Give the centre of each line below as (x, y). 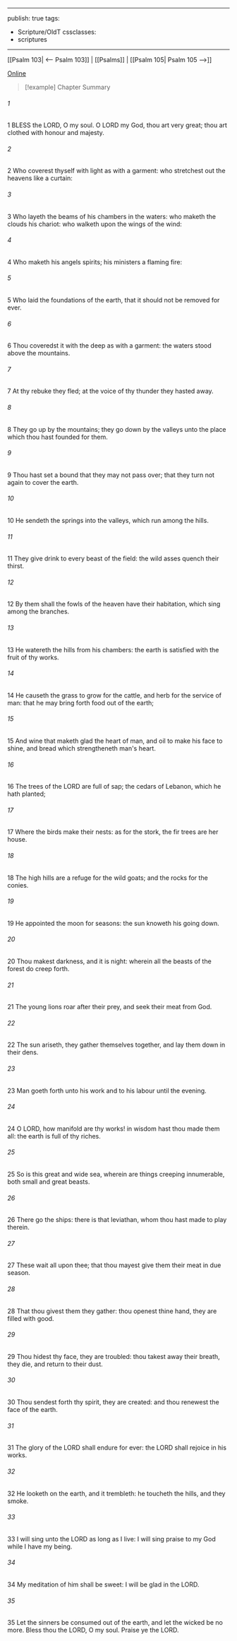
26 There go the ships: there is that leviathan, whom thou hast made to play (117, 1220)
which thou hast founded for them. (57, 437)
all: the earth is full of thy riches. (54, 1136)
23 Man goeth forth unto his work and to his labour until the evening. (107, 1090)
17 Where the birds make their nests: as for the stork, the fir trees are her (113, 832)
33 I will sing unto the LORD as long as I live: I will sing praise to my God (112, 1539)
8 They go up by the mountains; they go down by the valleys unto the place (117, 429)
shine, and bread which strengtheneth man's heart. (82, 748)
